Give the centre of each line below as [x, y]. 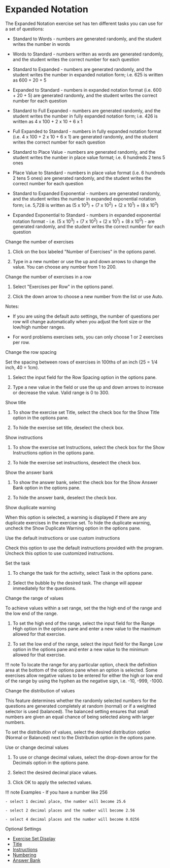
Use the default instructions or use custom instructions [63, 538]
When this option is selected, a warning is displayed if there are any [76, 517]
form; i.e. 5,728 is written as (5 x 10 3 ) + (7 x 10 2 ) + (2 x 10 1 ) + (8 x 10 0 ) [86, 205]
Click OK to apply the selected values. [52, 782]
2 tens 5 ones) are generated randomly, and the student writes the [82, 178]
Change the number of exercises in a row [48, 277]
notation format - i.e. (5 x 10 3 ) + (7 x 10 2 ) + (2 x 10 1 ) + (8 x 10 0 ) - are [83, 221]
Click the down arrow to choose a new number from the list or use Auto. [88, 297]
